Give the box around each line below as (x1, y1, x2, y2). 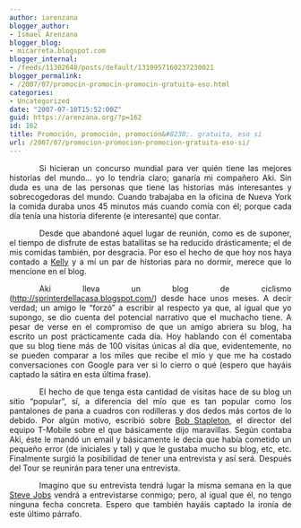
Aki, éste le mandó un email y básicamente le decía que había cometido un (9, 434, 292, 445)
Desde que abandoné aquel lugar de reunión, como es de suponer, (39, 228, 292, 238)
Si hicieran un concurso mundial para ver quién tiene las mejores (39, 162, 292, 173)
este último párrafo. (9, 508, 82, 519)
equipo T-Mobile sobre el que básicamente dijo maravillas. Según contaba (9, 424, 292, 435)
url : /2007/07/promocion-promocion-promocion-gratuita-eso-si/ (9, 138, 251, 147)
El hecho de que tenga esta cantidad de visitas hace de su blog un (39, 386, 292, 397)
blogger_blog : (9, 38, 63, 48)
